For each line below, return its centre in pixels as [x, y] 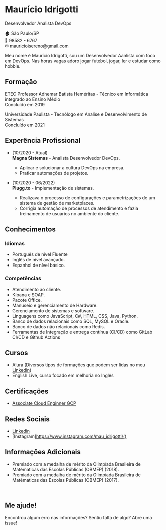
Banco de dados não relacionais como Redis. [59, 326]
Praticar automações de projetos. [54, 173]
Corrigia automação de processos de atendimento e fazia [79, 208]
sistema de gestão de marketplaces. [57, 203]
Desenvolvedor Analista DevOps [38, 23]
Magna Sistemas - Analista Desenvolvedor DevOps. [66, 158]
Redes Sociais [27, 419]
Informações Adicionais [43, 452]
